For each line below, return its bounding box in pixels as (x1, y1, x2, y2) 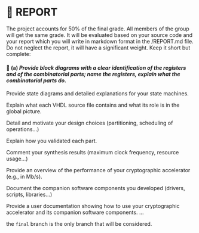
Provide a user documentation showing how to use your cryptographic (6, 203, 180, 210)
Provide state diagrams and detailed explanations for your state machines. (6, 90, 189, 97)
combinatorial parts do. (6, 77, 67, 84)
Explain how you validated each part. (6, 137, 97, 145)
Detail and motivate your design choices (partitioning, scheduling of (6, 119, 173, 127)
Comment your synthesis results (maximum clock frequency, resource (6, 149, 179, 156)
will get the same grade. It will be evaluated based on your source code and (6, 31, 193, 38)
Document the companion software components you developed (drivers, (6, 185, 185, 192)
